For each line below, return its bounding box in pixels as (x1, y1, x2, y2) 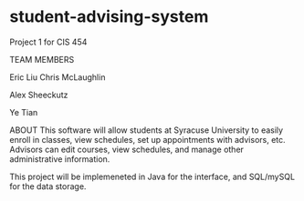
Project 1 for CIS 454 (9, 36, 88, 47)
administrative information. (9, 153, 110, 165)
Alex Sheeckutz (9, 89, 68, 100)
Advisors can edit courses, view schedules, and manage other (9, 144, 245, 155)
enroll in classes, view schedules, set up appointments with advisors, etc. (9, 134, 286, 145)
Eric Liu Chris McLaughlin (9, 71, 106, 83)
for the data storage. (9, 180, 87, 192)
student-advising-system (9, 6, 209, 27)
